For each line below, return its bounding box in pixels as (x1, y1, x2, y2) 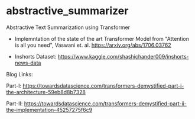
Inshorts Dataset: (14, 53, 57, 60)
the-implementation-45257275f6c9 (6, 106, 93, 113)
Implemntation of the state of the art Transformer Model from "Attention (14, 35, 189, 42)
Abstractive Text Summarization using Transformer (6, 24, 131, 31)
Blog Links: (6, 70, 34, 78)
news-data (14, 59, 41, 66)
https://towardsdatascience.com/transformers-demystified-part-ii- (24, 99, 187, 107)
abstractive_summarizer (6, 4, 129, 18)
